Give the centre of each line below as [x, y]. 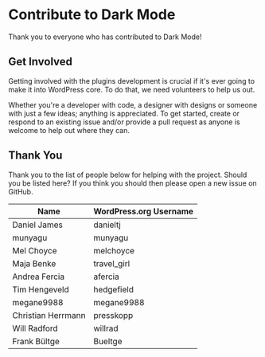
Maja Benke [34, 263]
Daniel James [38, 225]
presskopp [113, 315]
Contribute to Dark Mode [92, 15]
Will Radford [35, 328]
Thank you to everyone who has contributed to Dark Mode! [105, 37]
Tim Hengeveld [41, 289]
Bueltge [108, 341]
